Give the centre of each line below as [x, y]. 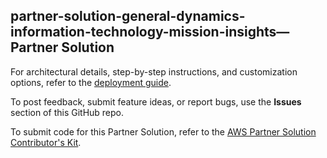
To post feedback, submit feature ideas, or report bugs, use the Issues [156, 101]
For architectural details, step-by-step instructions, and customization [154, 71]
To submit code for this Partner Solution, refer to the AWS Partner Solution [163, 131]
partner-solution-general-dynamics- [128, 16]
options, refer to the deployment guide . [91, 82]
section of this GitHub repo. [67, 112]
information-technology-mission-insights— [150, 32]
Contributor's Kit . [46, 142]
